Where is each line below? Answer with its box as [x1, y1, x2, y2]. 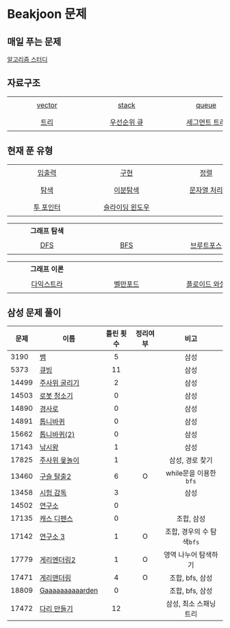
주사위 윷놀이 [39, 456, 80, 465]
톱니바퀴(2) [39, 430, 75, 440]
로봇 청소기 [39, 391, 73, 401]
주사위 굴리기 [39, 379, 80, 388]
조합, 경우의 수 [165, 527, 209, 537]
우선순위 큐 [110, 117, 144, 127]
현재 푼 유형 [7, 145, 53, 157]
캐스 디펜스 [39, 514, 73, 524]
